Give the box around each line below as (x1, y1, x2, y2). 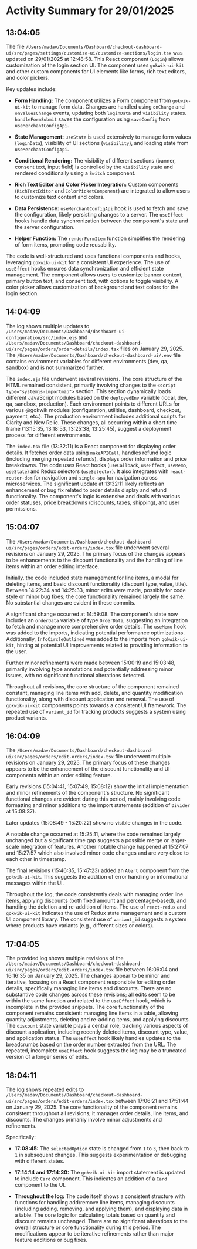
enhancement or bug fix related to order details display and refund (6, 486, 167, 494)
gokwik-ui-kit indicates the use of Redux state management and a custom (6, 910, 187, 917)
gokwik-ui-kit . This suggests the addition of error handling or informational (6, 873, 189, 880)
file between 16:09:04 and (115, 966, 179, 973)
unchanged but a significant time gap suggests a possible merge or (6, 837, 169, 844)
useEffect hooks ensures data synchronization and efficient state (6, 265, 164, 272)
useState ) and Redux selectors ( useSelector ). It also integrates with (6, 468, 169, 475)
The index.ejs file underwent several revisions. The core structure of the (6, 375, 183, 382)
